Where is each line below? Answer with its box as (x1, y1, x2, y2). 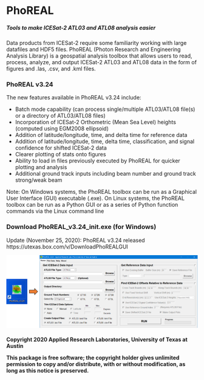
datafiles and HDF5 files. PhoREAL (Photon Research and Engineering (6, 46, 181, 53)
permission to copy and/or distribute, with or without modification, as (6, 361, 186, 368)
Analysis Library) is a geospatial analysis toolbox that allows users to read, (6, 52, 192, 59)
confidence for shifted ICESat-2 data (15, 144, 107, 152)
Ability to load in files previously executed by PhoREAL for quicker (15, 157, 180, 164)
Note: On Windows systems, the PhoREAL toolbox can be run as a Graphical (6, 188, 197, 196)
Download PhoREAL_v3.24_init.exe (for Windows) (6, 222, 157, 231)
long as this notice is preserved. (6, 367, 89, 375)
